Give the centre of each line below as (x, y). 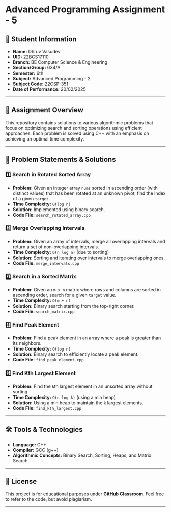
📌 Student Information (41, 39)
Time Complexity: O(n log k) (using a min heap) (64, 397)
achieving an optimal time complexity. (45, 138)
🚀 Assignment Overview (45, 110)
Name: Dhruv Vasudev (36, 51)
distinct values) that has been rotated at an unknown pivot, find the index (89, 193)
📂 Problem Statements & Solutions (61, 160)
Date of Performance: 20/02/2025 (49, 89)
